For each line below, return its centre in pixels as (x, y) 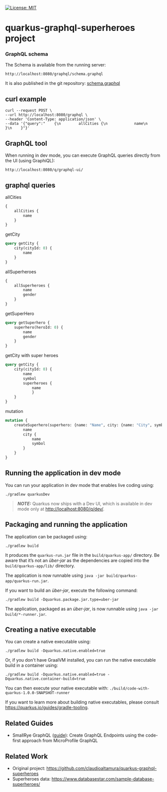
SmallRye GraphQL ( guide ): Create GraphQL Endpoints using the (78, 735)
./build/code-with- (129, 689)
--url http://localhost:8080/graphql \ (46, 115)
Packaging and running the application (66, 525)
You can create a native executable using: (48, 642)
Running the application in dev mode (63, 473)
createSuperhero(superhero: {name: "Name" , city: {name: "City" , (83, 425)
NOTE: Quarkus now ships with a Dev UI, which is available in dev (85, 503)
